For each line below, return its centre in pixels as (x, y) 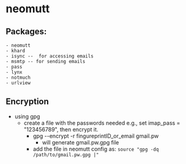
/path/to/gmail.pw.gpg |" (66, 155)
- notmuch (18, 78)
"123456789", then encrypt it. (61, 129)
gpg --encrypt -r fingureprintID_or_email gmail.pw (96, 136)
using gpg (27, 116)
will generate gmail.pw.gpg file (80, 142)
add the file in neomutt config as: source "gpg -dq (96, 149)
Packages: (26, 32)
